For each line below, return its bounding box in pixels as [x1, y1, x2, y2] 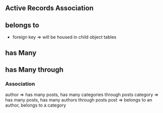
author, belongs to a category [5, 102, 66, 109]
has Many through [5, 65, 64, 74]
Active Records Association [5, 4, 94, 12]
